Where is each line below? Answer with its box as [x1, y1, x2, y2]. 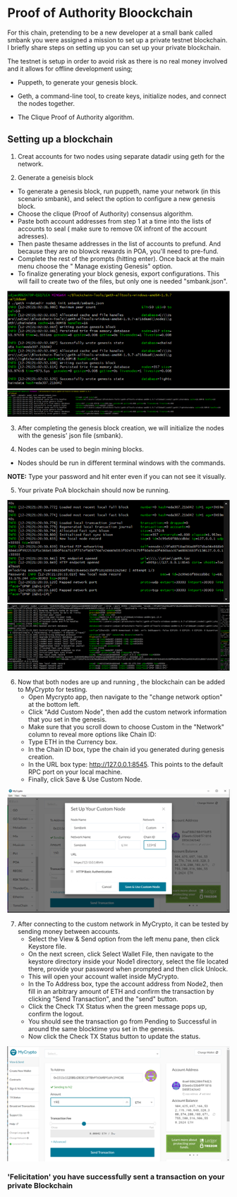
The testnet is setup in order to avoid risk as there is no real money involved [7, 56, 228, 65]
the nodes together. [17, 99, 75, 107]
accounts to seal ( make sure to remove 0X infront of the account [17, 224, 207, 233]
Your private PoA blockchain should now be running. [17, 485, 171, 494]
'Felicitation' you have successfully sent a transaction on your [7, 1172, 225, 1182]
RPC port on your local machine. [28, 767, 123, 777]
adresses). [17, 231, 49, 241]
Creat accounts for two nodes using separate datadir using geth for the [17, 152, 225, 160]
